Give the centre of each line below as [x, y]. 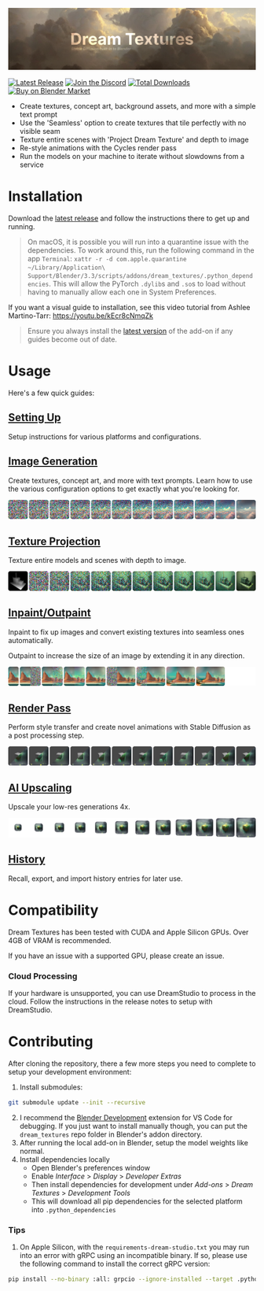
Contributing [51, 1042]
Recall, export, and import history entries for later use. [95, 879]
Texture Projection [54, 541]
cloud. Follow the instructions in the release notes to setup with [110, 1002]
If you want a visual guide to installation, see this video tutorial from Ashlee [129, 307]
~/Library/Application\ [66, 268]
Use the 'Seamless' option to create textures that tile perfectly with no [133, 123]
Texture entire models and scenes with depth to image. [97, 560]
